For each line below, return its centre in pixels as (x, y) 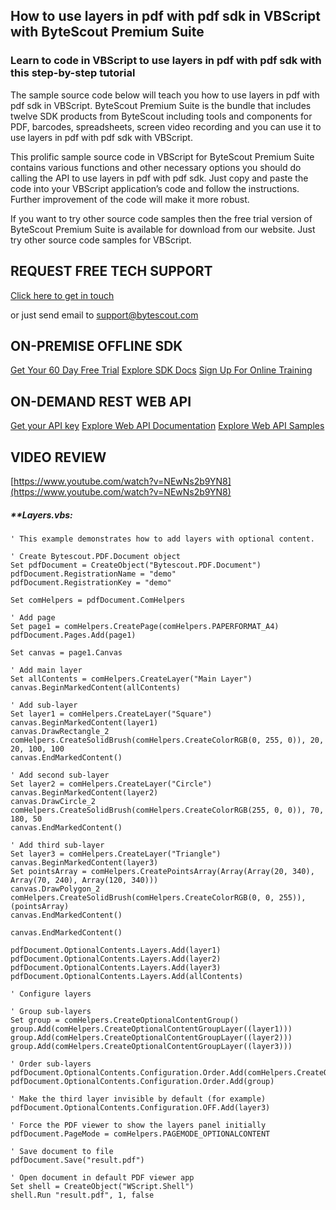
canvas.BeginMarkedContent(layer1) (84, 722)
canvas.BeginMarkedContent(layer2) (84, 792)
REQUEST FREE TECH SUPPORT (111, 271)
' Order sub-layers (51, 1064)
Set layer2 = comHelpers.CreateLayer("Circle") (111, 784)
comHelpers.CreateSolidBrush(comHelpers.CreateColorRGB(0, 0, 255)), (158, 897)
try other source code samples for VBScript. (101, 240)
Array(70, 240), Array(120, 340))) (84, 880)
